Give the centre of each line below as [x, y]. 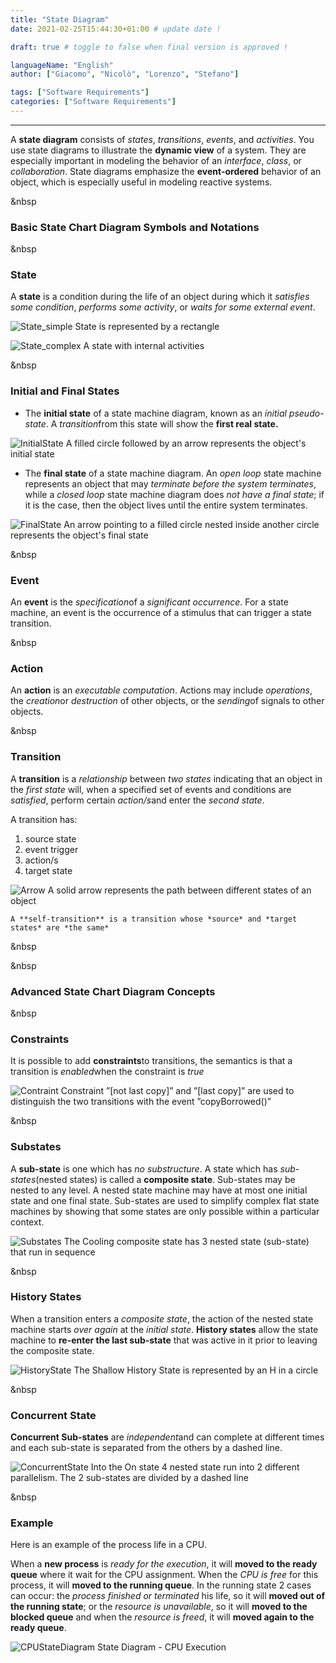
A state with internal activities [144, 346]
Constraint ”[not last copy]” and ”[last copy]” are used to [177, 1091]
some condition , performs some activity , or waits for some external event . [163, 307]
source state [50, 838]
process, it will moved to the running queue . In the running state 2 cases [161, 1585]
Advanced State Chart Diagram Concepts [113, 991]
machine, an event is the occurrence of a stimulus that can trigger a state [161, 613]
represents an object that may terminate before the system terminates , [170, 483]
